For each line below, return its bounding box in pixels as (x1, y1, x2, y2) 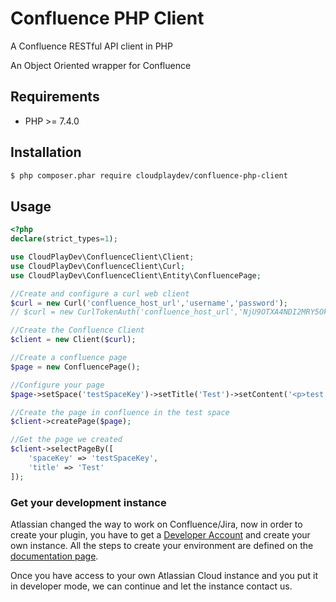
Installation (10, 144, 82, 161)
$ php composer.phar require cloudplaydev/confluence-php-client (10, 170, 288, 181)
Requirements (10, 88, 100, 106)
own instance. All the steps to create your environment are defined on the (10, 539, 314, 551)
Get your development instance (10, 495, 167, 509)
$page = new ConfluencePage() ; (10, 362, 141, 372)
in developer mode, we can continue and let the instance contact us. (10, 580, 293, 592)
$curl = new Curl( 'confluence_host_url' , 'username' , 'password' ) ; (10, 298, 288, 308)
